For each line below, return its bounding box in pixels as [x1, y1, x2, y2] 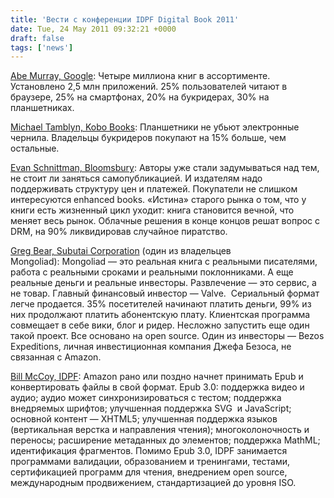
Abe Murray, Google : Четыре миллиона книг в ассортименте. [10, 70, 271, 82]
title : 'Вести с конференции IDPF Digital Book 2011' [10, 14, 240, 25]
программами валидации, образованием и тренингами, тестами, [10, 456, 291, 468]
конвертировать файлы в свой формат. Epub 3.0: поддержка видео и [10, 381, 305, 393]
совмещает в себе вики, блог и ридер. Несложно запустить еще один [10, 319, 310, 331]
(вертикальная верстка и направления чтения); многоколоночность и [10, 424, 310, 436]
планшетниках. [10, 102, 75, 114]
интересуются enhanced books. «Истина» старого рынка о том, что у [10, 194, 307, 206]
